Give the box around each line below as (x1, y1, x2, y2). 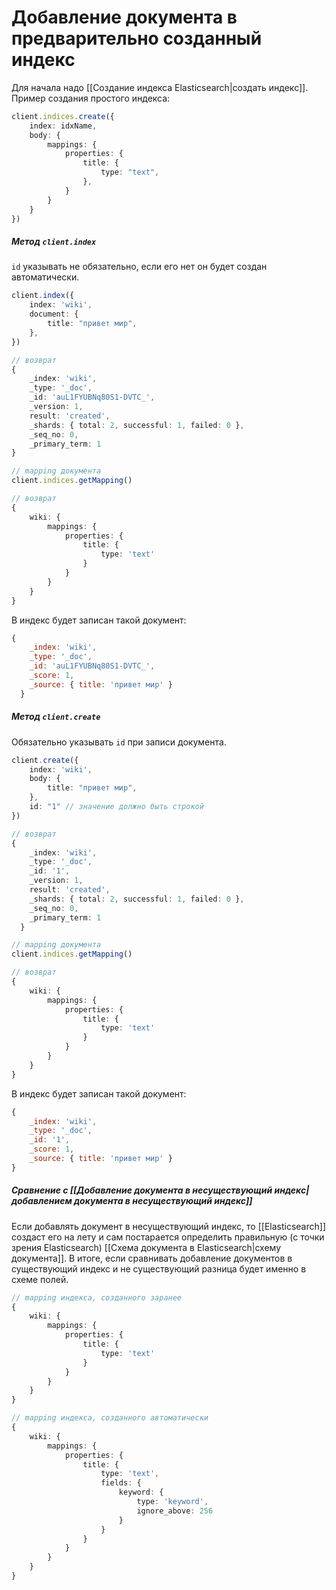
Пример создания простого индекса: (11, 92, 171, 104)
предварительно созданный (11, 27, 263, 50)
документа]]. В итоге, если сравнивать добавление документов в (11, 1252, 293, 1264)
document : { (29, 309, 79, 320)
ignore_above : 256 (136, 1506, 214, 1516)
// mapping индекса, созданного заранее (11, 1292, 183, 1303)
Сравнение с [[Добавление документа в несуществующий (11, 1184, 273, 1196)
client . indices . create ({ (11, 111, 115, 121)
